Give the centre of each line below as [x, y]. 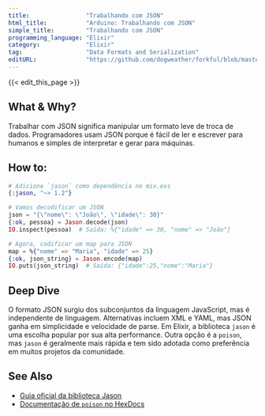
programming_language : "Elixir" [61, 38]
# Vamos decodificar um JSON [56, 208]
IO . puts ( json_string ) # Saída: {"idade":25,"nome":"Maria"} [111, 266]
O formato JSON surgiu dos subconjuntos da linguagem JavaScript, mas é [129, 310]
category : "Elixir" [61, 45]
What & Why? [42, 107]
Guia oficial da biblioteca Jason [71, 395]
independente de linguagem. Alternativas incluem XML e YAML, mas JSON [130, 318]
